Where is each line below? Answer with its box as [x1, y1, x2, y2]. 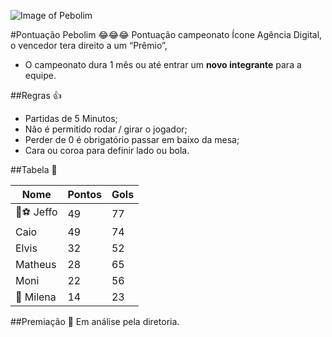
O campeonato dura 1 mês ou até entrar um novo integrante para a [24, 59, 302, 70]
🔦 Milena [15, 290, 57, 304]
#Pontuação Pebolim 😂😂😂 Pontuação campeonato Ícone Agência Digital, [10, 29, 323, 40]
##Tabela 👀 [10, 164, 58, 175]
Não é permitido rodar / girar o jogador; [24, 123, 188, 135]
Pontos [67, 188, 102, 201]
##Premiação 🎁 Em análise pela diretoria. [10, 316, 180, 327]
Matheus [15, 258, 57, 271]
